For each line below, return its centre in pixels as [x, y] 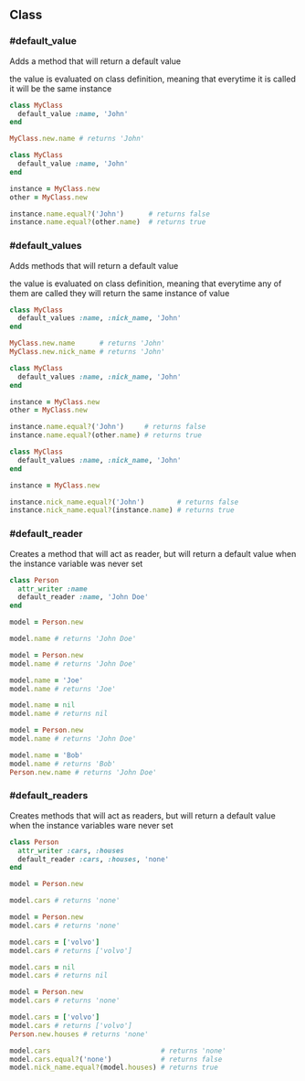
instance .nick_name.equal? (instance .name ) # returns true [122, 510]
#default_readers [49, 796]
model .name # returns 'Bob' [63, 764]
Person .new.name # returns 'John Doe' [83, 772]
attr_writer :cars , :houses [71, 851]
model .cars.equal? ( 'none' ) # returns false [116, 1059]
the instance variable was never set [76, 563]
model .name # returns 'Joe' [63, 689]
